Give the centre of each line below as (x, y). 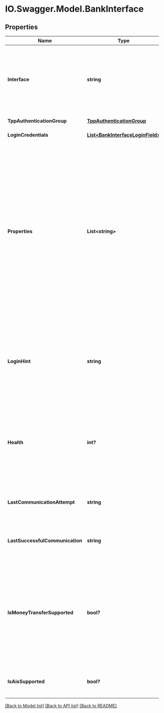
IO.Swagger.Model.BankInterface (74, 9)
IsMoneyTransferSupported (41, 612)
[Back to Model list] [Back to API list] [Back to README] (61, 706)
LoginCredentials (28, 135)
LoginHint (19, 361)
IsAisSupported (26, 682)
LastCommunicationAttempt (41, 502)
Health (15, 442)
